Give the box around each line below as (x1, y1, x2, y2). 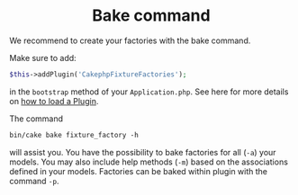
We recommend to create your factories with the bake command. (9, 35, 251, 46)
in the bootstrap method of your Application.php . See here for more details (9, 86, 289, 97)
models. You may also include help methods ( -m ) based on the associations (9, 156, 288, 167)
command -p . (9, 175, 59, 186)
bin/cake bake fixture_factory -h (9, 130, 140, 139)
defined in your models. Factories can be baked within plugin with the (9, 165, 268, 176)
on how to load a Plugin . (9, 95, 99, 106)
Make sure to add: (9, 52, 77, 63)
